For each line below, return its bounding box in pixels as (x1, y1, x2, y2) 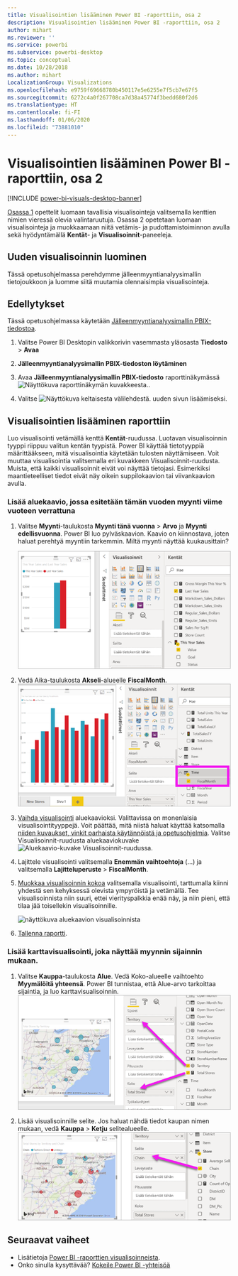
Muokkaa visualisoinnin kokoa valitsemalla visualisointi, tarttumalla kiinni (17, 879, 229, 887)
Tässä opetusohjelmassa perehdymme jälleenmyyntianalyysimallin (7, 270, 202, 279)
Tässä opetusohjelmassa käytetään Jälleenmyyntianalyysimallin (7, 317, 193, 325)
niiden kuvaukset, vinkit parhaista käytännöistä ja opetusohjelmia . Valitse (17, 828, 231, 838)
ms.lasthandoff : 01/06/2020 (7, 117, 91, 124)
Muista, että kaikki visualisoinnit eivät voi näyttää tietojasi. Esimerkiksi (7, 464, 210, 472)
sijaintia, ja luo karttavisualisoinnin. (17, 987, 119, 995)
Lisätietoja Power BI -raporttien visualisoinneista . (17, 1253, 161, 1261)
